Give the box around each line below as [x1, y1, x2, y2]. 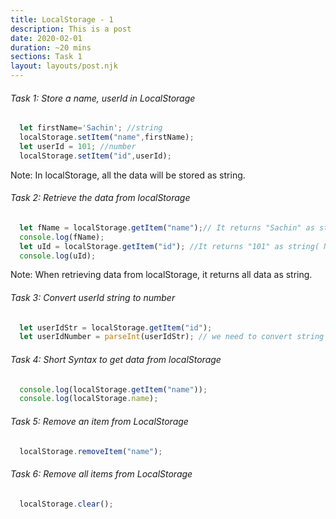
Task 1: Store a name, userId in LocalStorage [10, 92, 196, 104]
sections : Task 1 [10, 52, 83, 62]
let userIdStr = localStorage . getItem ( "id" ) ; [19, 322, 213, 333]
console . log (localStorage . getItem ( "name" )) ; [19, 384, 208, 395]
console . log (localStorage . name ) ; [19, 394, 159, 404]
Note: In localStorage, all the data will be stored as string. [10, 169, 246, 181]
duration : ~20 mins [10, 42, 92, 53]
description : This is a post [10, 24, 132, 34]
